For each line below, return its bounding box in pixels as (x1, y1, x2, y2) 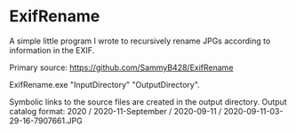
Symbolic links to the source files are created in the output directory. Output (9, 96, 287, 107)
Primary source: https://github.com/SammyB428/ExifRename (9, 62, 234, 73)
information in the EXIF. (9, 44, 95, 55)
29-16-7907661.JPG (9, 115, 83, 126)
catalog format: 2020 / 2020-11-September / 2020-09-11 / (9, 106, 222, 116)
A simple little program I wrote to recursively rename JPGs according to (9, 35, 271, 46)
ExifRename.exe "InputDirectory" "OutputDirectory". (9, 79, 200, 90)
